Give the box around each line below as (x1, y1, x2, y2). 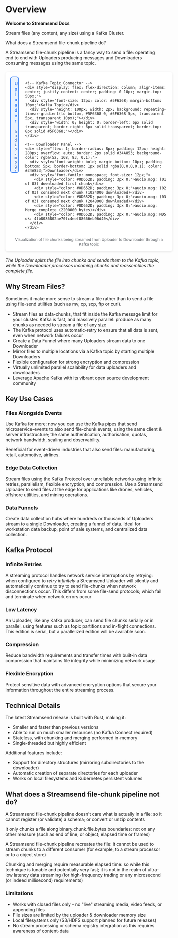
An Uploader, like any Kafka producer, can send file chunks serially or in (5, 617, 154, 624)
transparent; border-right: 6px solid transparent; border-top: (25, 124, 162, 129)
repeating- (143, 107, 167, 112)
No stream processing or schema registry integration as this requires (12, 922, 155, 928)
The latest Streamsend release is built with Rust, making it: (5, 715, 126, 721)
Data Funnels (5, 504, 38, 511)
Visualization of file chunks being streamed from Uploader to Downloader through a (15, 237, 163, 242)
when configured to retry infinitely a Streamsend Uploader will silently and (5, 577, 159, 584)
